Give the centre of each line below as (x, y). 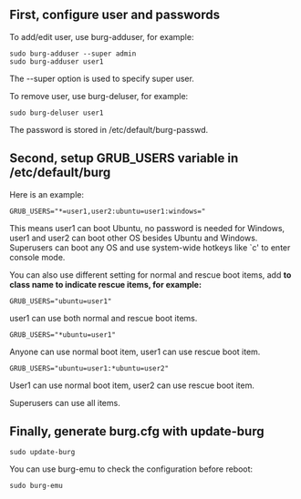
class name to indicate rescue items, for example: (106, 284)
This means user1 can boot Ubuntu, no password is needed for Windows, (147, 228)
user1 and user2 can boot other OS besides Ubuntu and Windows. (134, 238)
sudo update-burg (42, 453)
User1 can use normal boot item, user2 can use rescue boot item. (132, 385)
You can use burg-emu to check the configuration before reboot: (131, 469)
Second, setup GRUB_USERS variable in (124, 158)
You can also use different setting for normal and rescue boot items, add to (150, 275)
